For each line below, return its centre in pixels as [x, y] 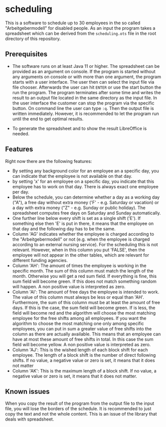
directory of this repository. [33, 39]
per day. [21, 192]
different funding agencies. [40, 260]
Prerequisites [26, 54]
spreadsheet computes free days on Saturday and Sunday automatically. [86, 213]
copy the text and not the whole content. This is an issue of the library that [81, 414]
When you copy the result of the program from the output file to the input [80, 403]
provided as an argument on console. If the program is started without [84, 71]
